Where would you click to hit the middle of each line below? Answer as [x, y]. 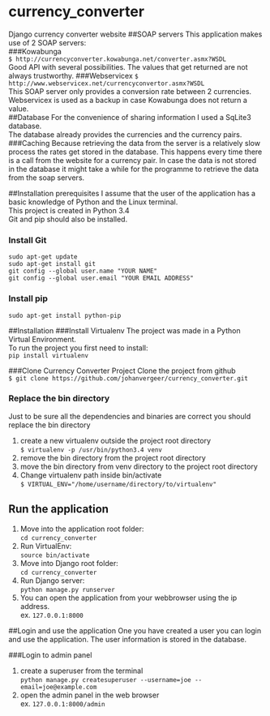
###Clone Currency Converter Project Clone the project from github [122, 371]
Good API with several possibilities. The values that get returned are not [129, 66]
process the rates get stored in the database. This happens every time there [135, 152]
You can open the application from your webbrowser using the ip [129, 598]
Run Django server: [52, 580]
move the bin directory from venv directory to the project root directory [139, 466]
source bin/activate [55, 555]
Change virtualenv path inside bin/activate [91, 475]
